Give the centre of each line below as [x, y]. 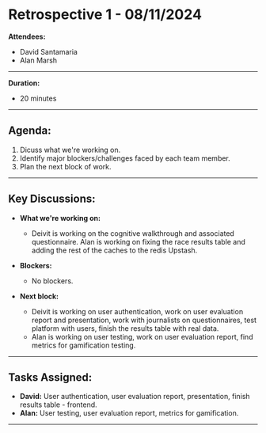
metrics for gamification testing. [84, 345]
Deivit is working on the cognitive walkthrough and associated [133, 233]
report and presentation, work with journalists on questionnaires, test [144, 320]
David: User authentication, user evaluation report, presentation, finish [135, 397]
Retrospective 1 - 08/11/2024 [105, 15]
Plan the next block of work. [66, 166]
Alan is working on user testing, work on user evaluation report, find [142, 336]
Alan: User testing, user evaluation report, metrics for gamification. [129, 413]
